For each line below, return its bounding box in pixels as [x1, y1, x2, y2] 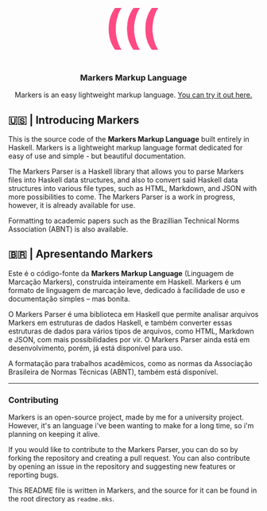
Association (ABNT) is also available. [8, 224, 129, 234]
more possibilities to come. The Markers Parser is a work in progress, [8, 192, 236, 202]
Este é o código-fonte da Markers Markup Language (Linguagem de [8, 268, 234, 278]
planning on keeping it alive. [8, 430, 100, 439]
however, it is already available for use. [8, 201, 136, 210]
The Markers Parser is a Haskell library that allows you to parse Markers [8, 167, 244, 177]
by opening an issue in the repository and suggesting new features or [8, 462, 236, 471]
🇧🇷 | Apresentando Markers [8, 248, 153, 261]
